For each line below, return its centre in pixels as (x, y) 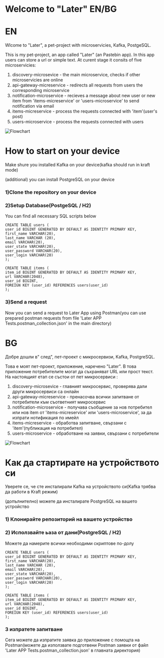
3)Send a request (26, 302)
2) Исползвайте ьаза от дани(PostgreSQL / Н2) (63, 533)
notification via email (33, 106)
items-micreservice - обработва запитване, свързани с (69, 423)
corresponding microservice (41, 90)
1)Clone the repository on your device (51, 192)
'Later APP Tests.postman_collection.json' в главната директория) (73, 650)
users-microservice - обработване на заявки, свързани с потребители (85, 433)
